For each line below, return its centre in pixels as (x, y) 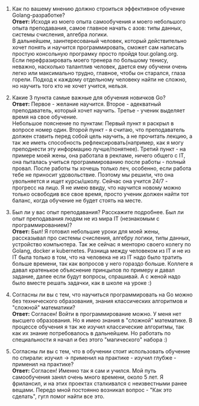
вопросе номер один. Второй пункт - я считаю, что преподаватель (98, 130)
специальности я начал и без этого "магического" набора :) (90, 339)
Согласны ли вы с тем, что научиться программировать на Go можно (102, 295)
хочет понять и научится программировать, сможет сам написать (98, 47)
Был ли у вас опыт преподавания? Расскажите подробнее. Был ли (98, 212)
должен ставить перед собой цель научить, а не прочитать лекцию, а (102, 136)
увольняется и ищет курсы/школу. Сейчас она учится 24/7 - (90, 181)
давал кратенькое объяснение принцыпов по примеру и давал (93, 270)
